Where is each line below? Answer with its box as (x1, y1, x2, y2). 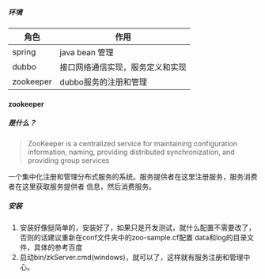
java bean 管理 (59, 47, 114, 58)
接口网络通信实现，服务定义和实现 (59, 62, 187, 73)
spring (12, 46, 36, 57)
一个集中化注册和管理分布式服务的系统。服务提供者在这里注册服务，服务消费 (8, 172, 258, 181)
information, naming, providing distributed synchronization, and (27, 147, 235, 156)
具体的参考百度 (33, 242, 83, 252)
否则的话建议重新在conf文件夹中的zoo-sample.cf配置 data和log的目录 (19, 232, 248, 242)
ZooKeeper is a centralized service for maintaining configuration (27, 138, 237, 148)
